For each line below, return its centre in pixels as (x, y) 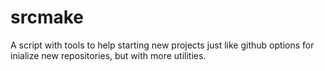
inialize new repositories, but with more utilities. (108, 55)
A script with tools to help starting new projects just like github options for (162, 45)
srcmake (47, 17)
